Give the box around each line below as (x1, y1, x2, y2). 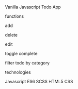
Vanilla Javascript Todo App (5, 4, 61, 10)
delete (5, 32, 18, 38)
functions (5, 13, 24, 19)
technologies (5, 69, 31, 75)
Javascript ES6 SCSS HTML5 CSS (5, 79, 74, 84)
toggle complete (5, 51, 38, 56)
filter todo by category (5, 60, 50, 65)
